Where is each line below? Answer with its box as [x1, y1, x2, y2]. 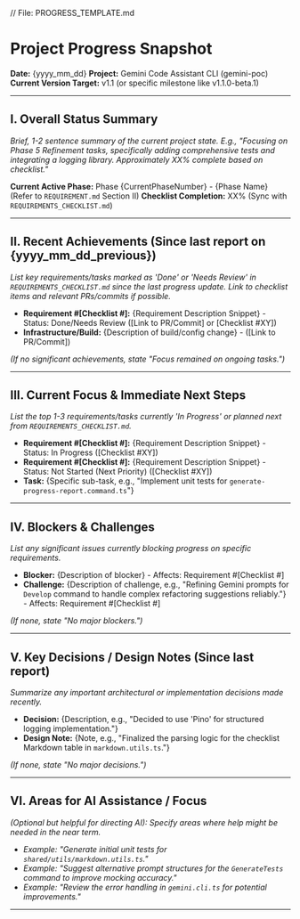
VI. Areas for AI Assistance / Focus [10, 793, 207, 809]
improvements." [22, 891, 81, 902]
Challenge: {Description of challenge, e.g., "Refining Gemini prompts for [22, 579, 289, 590]
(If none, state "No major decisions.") [10, 760, 147, 769]
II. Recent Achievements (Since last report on [10, 234, 266, 249]
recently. [10, 696, 43, 707]
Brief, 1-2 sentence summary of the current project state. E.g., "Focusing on [10, 135, 288, 146]
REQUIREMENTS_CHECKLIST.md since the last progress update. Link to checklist [10, 281, 288, 292]
